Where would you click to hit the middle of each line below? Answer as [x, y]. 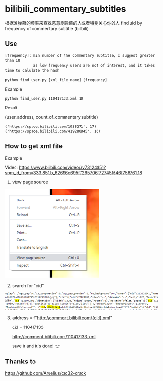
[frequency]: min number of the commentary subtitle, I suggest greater [80, 55]
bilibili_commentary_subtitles [65, 9]
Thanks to [21, 361]
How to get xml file [34, 146]
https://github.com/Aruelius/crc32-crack [46, 373]
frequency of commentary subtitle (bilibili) [47, 28]
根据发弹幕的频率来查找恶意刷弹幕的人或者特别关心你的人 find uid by [73, 23]
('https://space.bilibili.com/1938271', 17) [51, 127]
